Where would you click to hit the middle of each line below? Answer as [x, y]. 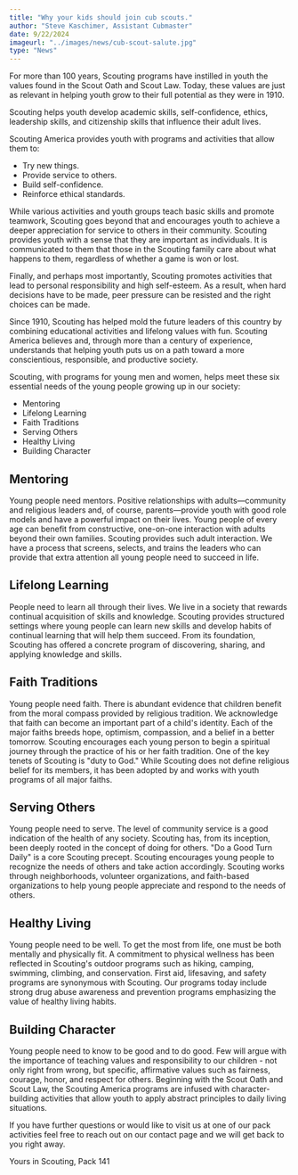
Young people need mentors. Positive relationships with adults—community [148, 500]
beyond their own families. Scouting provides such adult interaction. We [141, 538]
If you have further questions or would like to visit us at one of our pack [140, 1125]
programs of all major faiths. [61, 779]
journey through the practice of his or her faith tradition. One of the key [139, 751]
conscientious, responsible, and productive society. [104, 360]
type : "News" [33, 51]
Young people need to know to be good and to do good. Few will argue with [148, 1051]
